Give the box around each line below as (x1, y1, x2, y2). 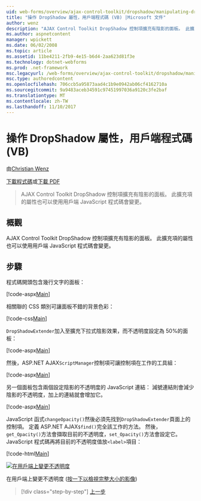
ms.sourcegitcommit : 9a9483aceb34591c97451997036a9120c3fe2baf (6, 87, 167, 93)
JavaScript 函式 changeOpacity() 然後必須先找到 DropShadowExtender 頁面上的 (6, 416, 191, 423)
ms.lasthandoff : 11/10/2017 (6, 103, 77, 110)
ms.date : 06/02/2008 (6, 43, 58, 49)
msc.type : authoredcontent (6, 76, 74, 82)
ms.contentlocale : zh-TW (6, 98, 68, 104)
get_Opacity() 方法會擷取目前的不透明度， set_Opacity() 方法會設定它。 (6, 431, 181, 438)
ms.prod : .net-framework (6, 64, 68, 71)
